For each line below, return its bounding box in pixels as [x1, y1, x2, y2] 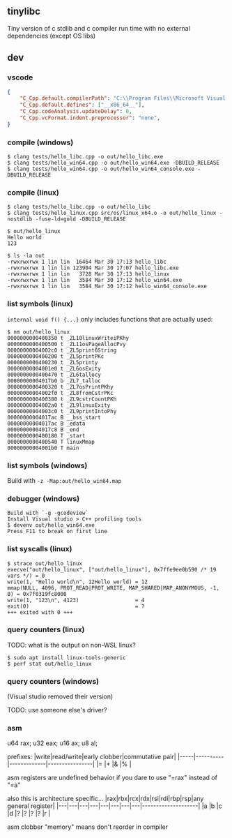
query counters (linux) [7, 624, 85, 634]
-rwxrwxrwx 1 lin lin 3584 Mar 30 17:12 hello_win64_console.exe [7, 283, 208, 290]
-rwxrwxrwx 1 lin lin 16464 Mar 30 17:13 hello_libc [7, 258, 167, 266]
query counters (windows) [7, 676, 100, 686]
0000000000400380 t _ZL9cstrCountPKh [7, 396, 117, 403]
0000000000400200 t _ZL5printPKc [7, 352, 105, 360]
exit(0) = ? [7, 603, 145, 610]
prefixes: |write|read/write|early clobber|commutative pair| [7, 753, 176, 761]
